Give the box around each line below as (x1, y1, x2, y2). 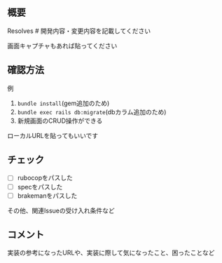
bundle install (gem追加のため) (17, 99, 110, 107)
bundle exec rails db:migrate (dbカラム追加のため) (17, 107, 167, 116)
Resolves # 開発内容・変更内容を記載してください (7, 27, 151, 35)
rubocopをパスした (17, 174, 74, 182)
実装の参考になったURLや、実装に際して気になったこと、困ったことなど (7, 248, 215, 257)
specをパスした (17, 182, 63, 191)
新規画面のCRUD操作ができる (17, 116, 103, 125)
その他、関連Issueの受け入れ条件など (7, 206, 115, 215)
